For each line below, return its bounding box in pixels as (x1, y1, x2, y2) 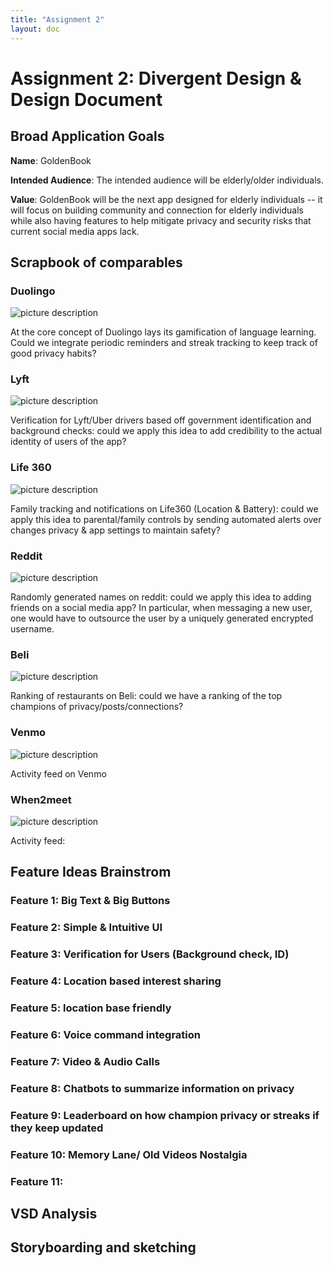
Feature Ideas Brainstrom (10, 864, 172, 881)
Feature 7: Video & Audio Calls (10, 1054, 161, 1068)
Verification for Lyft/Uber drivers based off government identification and (10, 414, 312, 426)
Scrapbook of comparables (10, 254, 183, 271)
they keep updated (10, 1121, 104, 1135)
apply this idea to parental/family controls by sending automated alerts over (10, 513, 322, 525)
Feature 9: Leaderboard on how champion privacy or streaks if (10, 1108, 320, 1122)
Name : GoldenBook (10, 154, 92, 166)
